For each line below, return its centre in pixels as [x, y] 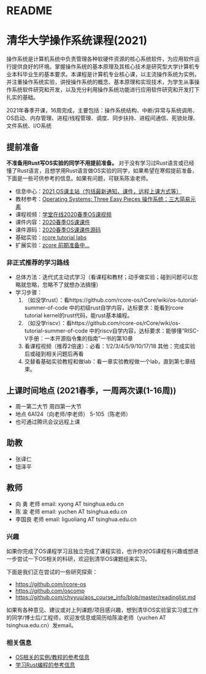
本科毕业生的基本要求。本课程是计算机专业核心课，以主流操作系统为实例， [105, 74]
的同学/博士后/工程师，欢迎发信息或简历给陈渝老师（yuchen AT [86, 617]
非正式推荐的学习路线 [38, 262]
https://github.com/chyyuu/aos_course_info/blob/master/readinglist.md [105, 597]
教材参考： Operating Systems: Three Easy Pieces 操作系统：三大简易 [103, 199]
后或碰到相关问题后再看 [54, 354]
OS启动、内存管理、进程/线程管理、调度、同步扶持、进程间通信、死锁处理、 [102, 118]
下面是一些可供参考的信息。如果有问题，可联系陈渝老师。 [79, 178]
